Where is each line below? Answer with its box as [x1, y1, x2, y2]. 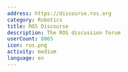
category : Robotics [7, 16, 63, 23]
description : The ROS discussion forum [7, 29, 121, 36]
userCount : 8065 [7, 36, 53, 43]
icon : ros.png [7, 42, 48, 49]
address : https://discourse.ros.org [7, 10, 112, 17]
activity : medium [7, 49, 57, 56]
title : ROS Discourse [7, 23, 69, 29]
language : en [7, 55, 44, 62]
